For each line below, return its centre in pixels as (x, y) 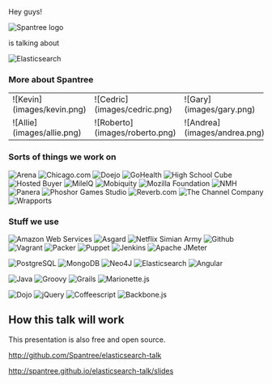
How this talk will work (66, 320)
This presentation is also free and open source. (87, 340)
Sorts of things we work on (62, 157)
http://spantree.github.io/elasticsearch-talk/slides (91, 370)
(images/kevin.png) (49, 110)
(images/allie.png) (47, 133)
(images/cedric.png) (133, 110)
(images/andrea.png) (224, 133)
